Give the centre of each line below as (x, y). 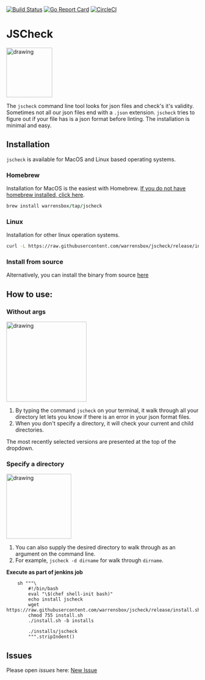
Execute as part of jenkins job (45, 572)
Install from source (35, 262)
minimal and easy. (29, 125)
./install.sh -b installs (61, 621)
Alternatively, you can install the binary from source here (77, 275)
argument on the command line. (55, 554)
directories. (30, 430)
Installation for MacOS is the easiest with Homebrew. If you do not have (96, 189)
